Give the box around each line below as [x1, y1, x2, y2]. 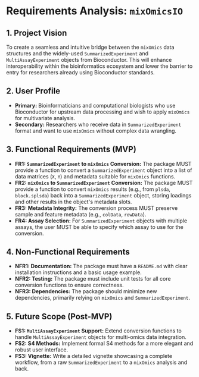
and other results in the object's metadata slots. [14, 198, 132, 205]
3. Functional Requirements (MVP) [6, 144, 137, 155]
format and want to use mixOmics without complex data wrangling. [14, 127, 177, 134]
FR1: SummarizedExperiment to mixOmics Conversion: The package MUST [14, 160, 192, 167]
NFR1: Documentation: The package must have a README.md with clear [14, 263, 188, 270]
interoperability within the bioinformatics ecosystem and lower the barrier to [6, 62, 193, 70]
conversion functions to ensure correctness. [14, 281, 124, 289]
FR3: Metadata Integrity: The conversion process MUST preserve [14, 204, 178, 212]
